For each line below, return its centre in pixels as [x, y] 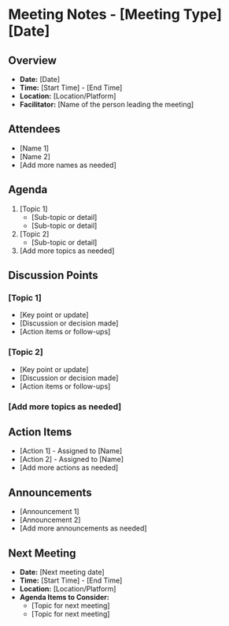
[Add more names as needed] [68, 165]
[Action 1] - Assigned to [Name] [71, 451]
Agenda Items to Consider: [65, 597]
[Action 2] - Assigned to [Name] [72, 460]
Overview [33, 60]
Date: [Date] [40, 79]
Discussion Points [53, 276]
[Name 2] [35, 156]
